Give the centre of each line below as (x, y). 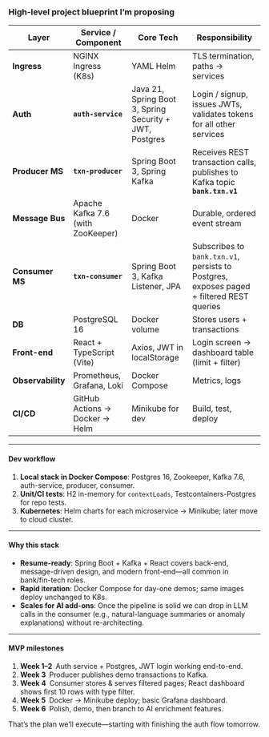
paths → (208, 66)
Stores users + (219, 320)
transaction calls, (224, 163)
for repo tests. (43, 502)
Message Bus (39, 219)
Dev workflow (32, 458)
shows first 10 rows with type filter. (77, 691)
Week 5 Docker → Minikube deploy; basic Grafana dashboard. (124, 700)
